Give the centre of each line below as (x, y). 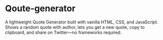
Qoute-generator (40, 9)
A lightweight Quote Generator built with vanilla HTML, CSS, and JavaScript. (82, 22)
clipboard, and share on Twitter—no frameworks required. (63, 32)
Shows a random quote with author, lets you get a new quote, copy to (75, 27)
